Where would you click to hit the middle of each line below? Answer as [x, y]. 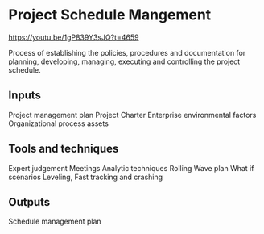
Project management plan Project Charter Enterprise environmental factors [132, 115]
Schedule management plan [55, 221]
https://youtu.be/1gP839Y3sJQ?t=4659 [74, 37]
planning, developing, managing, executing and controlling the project [124, 61]
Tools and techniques [64, 149]
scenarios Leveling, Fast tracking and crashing [86, 177]
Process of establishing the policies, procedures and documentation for [127, 52]
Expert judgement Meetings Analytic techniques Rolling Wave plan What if [131, 168]
